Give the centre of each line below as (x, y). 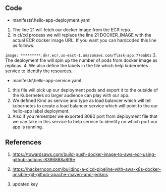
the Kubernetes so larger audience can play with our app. (71, 95)
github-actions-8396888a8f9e (44, 159)
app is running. (28, 127)
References (23, 142)
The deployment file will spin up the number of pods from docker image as (81, 60)
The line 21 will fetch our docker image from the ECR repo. (72, 30)
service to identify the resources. (39, 71)
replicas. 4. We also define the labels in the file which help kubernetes (77, 65)
